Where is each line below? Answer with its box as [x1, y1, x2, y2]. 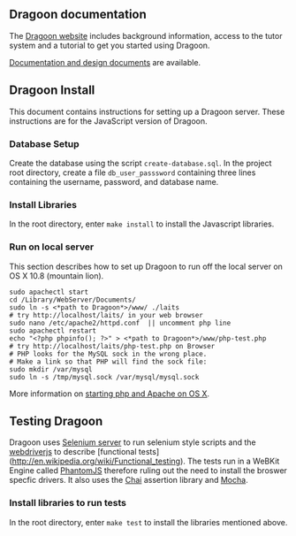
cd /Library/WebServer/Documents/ [9, 295, 137, 304]
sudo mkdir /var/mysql [9, 364, 93, 374]
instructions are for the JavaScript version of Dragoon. [9, 115, 208, 126]
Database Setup [9, 137, 80, 149]
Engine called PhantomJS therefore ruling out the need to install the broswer [9, 465, 287, 476]
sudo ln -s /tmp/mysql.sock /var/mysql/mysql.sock [9, 372, 200, 381]
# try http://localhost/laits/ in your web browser [9, 310, 203, 319]
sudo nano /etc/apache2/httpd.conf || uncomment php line [9, 318, 231, 327]
